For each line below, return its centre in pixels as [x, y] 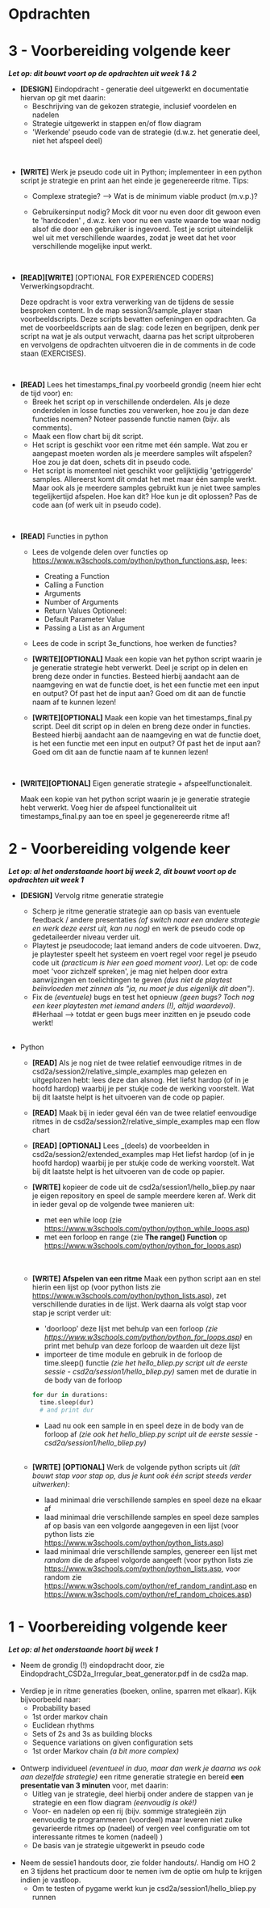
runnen [44, 1897]
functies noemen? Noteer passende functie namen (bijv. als [131, 419]
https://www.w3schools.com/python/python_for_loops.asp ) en [148, 1337]
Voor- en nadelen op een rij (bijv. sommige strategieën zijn [129, 1811]
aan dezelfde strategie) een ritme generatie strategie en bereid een [132, 1776]
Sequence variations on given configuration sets [112, 1742]
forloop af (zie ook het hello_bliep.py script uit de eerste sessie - [151, 1434]
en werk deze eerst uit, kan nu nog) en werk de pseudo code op [139, 929]
